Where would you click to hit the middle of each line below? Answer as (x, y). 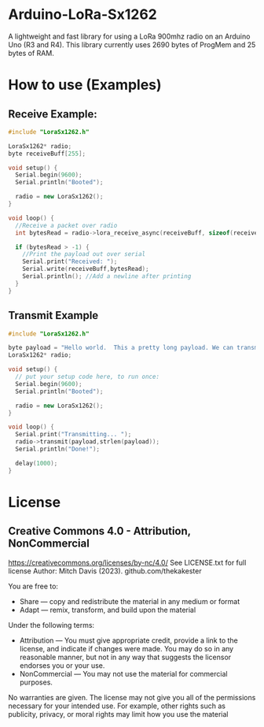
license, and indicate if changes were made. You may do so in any (126, 648)
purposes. (36, 682)
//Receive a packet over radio (66, 225)
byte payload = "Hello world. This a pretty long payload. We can (121, 348)
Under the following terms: (51, 625)
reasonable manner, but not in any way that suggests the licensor (125, 657)
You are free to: (33, 586)
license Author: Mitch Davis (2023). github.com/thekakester (105, 571)
